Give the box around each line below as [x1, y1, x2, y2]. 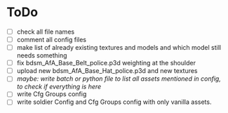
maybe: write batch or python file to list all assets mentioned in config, [16, 74, 222, 83]
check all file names [16, 27, 75, 36]
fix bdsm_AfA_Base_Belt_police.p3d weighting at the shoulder [16, 59, 196, 67]
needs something [16, 51, 67, 60]
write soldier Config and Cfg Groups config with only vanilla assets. [16, 98, 212, 106]
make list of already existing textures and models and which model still [16, 44, 222, 52]
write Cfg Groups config [16, 90, 87, 98]
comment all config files [16, 36, 87, 44]
